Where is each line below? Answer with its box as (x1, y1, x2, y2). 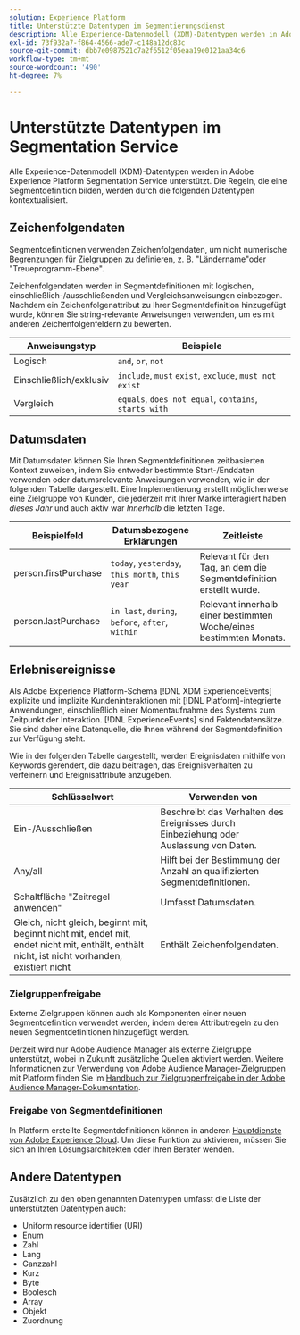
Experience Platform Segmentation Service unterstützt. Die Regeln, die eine (9, 175, 287, 186)
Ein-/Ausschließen (13, 822, 93, 835)
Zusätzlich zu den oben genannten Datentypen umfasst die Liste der (9, 1193, 262, 1204)
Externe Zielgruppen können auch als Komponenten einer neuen (9, 1008, 247, 1019)
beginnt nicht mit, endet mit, (13, 928, 131, 940)
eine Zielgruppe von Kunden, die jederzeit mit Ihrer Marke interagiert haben (9, 493, 287, 505)
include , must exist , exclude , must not (117, 369, 277, 381)
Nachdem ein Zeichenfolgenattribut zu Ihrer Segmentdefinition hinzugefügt (9, 299, 287, 310)
